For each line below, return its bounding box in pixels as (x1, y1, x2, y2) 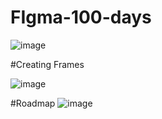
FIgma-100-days (10, 6, 152, 29)
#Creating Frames (10, 58, 85, 70)
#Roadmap (10, 97, 56, 109)
